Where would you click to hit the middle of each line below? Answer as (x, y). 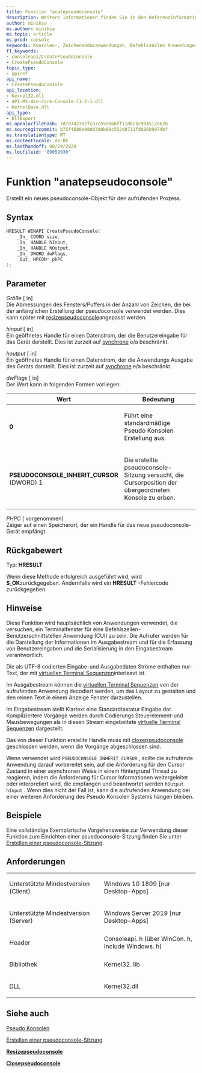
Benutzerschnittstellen (34, 635)
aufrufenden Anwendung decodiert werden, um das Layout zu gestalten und (101, 691)
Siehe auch (28, 1014)
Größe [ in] (20, 298)
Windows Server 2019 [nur (143, 913)
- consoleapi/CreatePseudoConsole (50, 57)
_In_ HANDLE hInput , (43, 242)
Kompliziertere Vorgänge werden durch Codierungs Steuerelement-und (95, 716)
